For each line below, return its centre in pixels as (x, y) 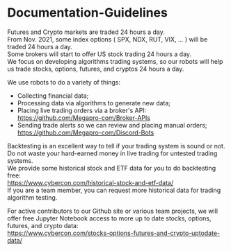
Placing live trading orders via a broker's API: (82, 110)
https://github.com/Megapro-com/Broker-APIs (84, 118)
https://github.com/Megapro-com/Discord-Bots (86, 132)
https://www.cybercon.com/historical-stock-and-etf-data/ (90, 182)
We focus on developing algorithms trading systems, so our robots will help (115, 61)
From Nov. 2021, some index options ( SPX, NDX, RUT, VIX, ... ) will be (107, 39)
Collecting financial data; (53, 96)
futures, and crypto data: (43, 225)
